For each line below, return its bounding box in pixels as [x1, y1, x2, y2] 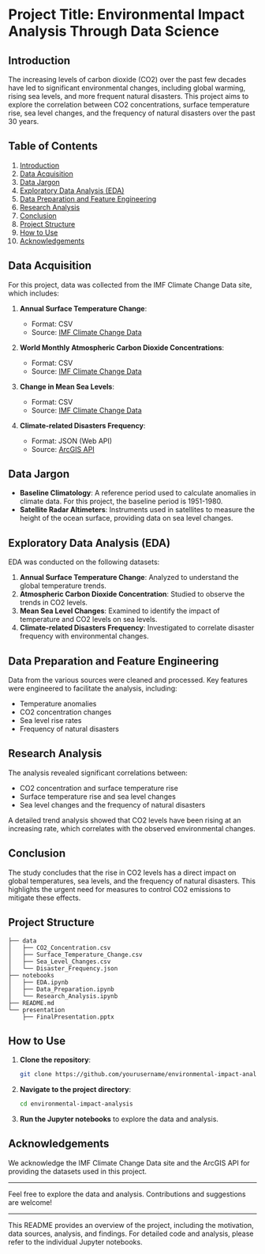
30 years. [8, 117, 39, 126]
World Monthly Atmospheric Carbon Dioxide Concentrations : [19, 342, 225, 352]
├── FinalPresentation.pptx [22, 1013, 114, 1021]
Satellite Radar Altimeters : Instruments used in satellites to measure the [19, 505, 255, 514]
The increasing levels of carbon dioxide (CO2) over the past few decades [8, 75, 247, 84]
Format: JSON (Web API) [31, 436, 113, 446]
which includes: [8, 288, 59, 298]
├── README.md [8, 999, 55, 1007]
